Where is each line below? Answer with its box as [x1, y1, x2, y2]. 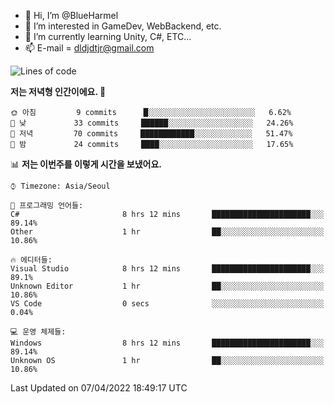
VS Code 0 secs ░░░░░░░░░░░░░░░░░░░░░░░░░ [10, 299, 325, 309]
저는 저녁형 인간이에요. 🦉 [10, 86, 107, 97]
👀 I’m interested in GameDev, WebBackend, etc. [24, 20, 222, 32]
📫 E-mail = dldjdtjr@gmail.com [24, 42, 155, 54]
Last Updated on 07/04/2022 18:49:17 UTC [10, 382, 188, 394]
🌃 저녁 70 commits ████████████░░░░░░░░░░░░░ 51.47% [10, 129, 293, 139]
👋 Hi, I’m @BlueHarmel [24, 10, 119, 21]
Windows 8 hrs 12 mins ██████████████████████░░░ [10, 338, 325, 348]
